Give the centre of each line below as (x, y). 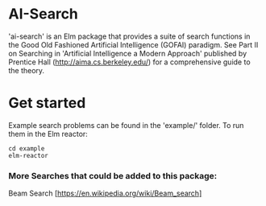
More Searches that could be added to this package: (113, 175)
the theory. (27, 70)
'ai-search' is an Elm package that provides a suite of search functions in (129, 36)
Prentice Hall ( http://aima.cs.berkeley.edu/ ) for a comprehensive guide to (130, 62)
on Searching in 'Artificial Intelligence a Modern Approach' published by (128, 53)
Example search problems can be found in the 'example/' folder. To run (126, 125)
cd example (27, 148)
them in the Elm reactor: (48, 134)
